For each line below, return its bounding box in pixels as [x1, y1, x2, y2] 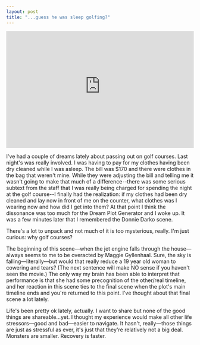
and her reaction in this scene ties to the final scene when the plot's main [6, 283, 186, 290]
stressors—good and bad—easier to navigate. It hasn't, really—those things [6, 319, 192, 327]
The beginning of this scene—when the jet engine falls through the [6, 245, 170, 252]
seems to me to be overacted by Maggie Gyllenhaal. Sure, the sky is [24, 251, 192, 258]
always [6, 251, 24, 258]
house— [171, 245, 192, 252]
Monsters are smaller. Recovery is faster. [6, 332, 106, 339]
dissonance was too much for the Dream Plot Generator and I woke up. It [6, 209, 185, 217]
